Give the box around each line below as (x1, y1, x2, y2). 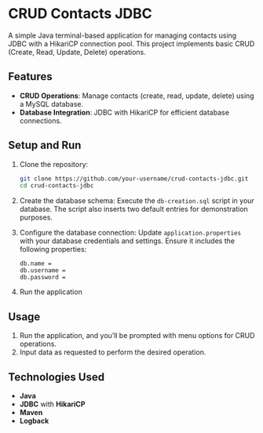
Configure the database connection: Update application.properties (19, 228, 242, 238)
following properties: (19, 245, 87, 254)
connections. (19, 115, 62, 126)
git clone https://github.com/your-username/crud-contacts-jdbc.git (19, 174, 249, 183)
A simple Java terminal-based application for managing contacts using (8, 31, 237, 40)
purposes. (19, 213, 53, 222)
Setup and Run (8, 139, 82, 152)
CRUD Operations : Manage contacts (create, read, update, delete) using (19, 91, 254, 100)
